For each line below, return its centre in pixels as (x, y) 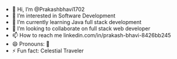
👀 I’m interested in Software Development (64, 16)
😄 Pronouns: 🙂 (31, 44)
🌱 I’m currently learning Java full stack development (77, 22)
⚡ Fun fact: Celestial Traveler (48, 51)
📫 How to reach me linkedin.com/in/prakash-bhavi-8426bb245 (91, 35)
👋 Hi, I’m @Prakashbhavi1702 (48, 9)
